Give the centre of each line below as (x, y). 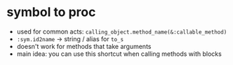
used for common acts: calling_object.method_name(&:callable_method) (122, 31)
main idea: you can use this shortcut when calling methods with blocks (119, 54)
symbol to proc (51, 12)
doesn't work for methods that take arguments (84, 46)
